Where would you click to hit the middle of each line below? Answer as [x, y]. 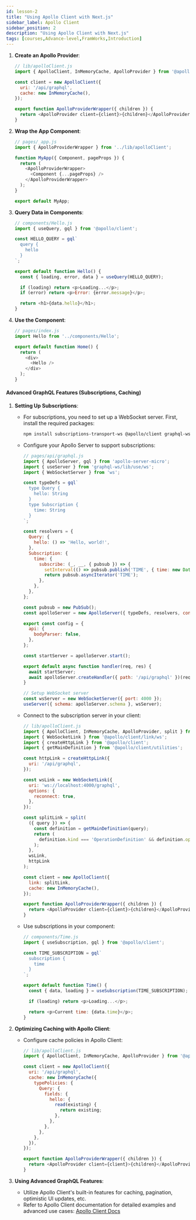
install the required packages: [59, 423]
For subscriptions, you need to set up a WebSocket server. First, [100, 417]
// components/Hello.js [43, 223]
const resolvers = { [48, 532]
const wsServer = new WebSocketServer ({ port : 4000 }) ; [92, 699]
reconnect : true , [55, 796]
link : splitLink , [50, 883]
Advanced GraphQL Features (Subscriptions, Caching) [73, 392]
